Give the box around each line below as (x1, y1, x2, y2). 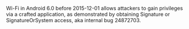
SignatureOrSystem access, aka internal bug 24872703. (6, 17, 142, 23)
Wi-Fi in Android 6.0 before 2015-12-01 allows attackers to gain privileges (6, 5, 183, 11)
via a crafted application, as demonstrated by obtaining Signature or (6, 11, 170, 18)
